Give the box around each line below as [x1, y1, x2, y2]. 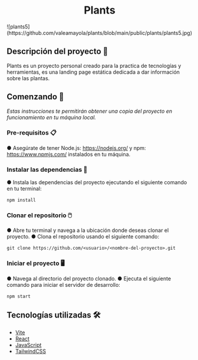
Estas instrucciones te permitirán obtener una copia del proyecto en [6, 107, 173, 114]
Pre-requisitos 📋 [6, 129, 57, 137]
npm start [6, 293, 31, 299]
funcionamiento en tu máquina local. [6, 113, 97, 121]
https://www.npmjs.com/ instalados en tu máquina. [6, 150, 131, 158]
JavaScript [15, 341, 42, 348]
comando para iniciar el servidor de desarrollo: [6, 281, 120, 288]
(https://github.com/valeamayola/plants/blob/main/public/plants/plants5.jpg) [6, 29, 193, 36]
